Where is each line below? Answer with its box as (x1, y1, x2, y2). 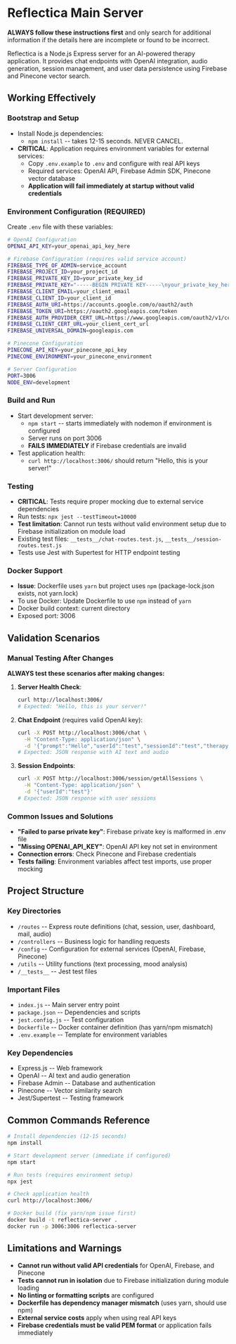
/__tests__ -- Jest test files (17, 967, 98, 975)
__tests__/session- (164, 536, 222, 543)
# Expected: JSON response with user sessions (17, 795, 157, 802)
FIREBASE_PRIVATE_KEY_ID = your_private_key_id (7, 275, 143, 282)
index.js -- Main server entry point (17, 1001, 120, 1009)
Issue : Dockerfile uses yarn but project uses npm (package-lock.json (17, 582, 215, 590)
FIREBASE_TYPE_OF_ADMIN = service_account (7, 262, 128, 269)
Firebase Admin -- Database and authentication (17, 1079, 156, 1087)
